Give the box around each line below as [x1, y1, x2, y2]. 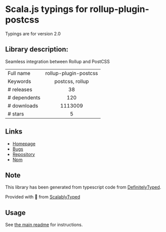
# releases [7, 86, 32, 93]
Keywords [7, 77, 31, 84]
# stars [7, 110, 24, 117]
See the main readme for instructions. [5, 221, 83, 228]
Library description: [5, 45, 68, 53]
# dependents [7, 94, 41, 101]
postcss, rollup [54, 77, 89, 84]
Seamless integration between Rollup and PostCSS [5, 58, 110, 64]
